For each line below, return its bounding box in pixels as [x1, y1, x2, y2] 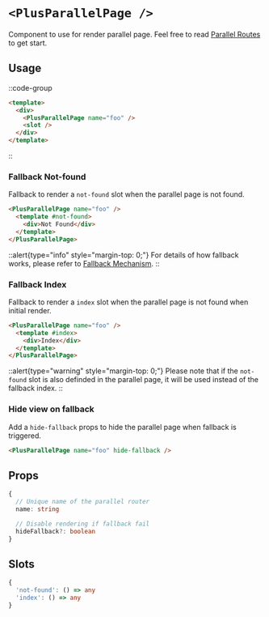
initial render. [8, 305, 52, 315]
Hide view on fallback [8, 403, 95, 415]
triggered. [8, 431, 42, 440]
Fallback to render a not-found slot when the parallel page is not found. [8, 189, 245, 199]
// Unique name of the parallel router [15, 498, 150, 506]
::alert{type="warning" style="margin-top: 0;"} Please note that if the [8, 366, 238, 376]
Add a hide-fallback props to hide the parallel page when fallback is [8, 422, 237, 432]
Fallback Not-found [8, 171, 86, 182]
